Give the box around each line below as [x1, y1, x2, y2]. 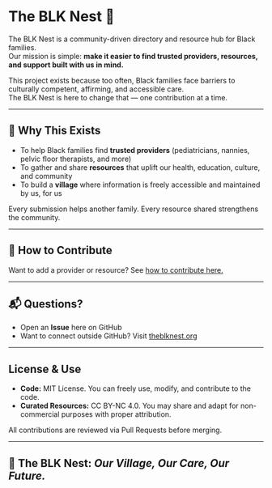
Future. [8, 469, 46, 482]
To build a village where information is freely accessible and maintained [19, 180, 261, 189]
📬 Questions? [8, 297, 83, 311]
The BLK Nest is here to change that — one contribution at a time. [8, 92, 228, 102]
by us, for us [19, 188, 62, 197]
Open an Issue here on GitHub [19, 323, 122, 333]
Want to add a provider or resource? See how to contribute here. [8, 265, 224, 274]
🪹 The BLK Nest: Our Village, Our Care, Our [8, 456, 230, 470]
